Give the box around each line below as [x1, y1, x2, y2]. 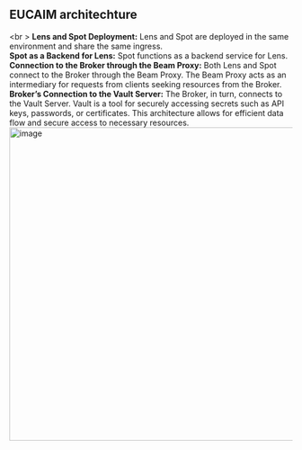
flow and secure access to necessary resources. [9, 117, 190, 128]
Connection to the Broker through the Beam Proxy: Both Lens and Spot [9, 59, 277, 70]
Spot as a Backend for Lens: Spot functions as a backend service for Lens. [9, 49, 289, 61]
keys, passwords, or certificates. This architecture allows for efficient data [9, 107, 284, 118]
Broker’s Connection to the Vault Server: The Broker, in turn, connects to [9, 88, 283, 99]
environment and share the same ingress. [9, 40, 164, 51]
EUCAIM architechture [9, 7, 138, 22]
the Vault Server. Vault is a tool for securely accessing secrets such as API [9, 98, 285, 109]
